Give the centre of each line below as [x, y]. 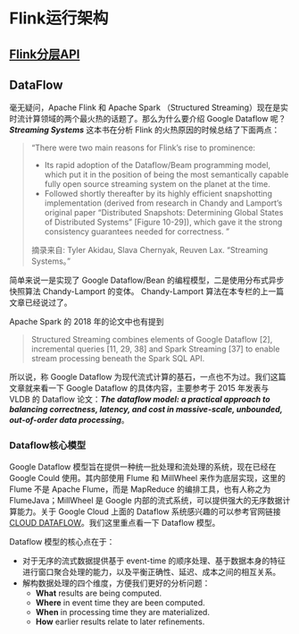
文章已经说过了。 [41, 303]
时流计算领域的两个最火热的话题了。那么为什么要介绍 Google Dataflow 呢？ [148, 119]
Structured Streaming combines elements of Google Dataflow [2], [152, 340]
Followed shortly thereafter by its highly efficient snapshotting [158, 194]
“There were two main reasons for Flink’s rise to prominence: [143, 148]
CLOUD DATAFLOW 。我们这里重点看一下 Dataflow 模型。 [115, 522]
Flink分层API [45, 54]
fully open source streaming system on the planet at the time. [157, 184]
